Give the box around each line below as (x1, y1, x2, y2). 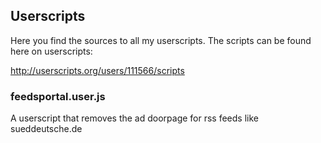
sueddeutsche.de (10, 123, 83, 135)
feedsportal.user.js (10, 89, 106, 103)
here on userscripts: (10, 45, 93, 57)
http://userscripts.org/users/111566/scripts (10, 64, 185, 76)
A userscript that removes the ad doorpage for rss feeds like (10, 112, 259, 124)
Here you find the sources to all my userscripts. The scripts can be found (10, 34, 312, 46)
